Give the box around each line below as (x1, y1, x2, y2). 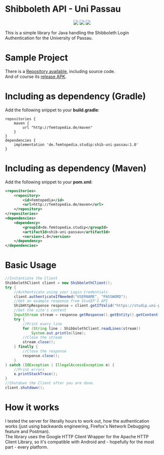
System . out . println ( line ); (31, 330, 86, 335)
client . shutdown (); (5, 385, 45, 390)
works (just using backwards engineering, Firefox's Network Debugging (5, 423, 150, 429)
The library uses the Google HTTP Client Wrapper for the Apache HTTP (5, 433, 149, 439)
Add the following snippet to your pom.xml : (5, 179, 93, 185)
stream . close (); (22, 340, 56, 345)
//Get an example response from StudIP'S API (14, 299, 108, 303)
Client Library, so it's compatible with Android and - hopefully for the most (5, 439, 155, 445)
